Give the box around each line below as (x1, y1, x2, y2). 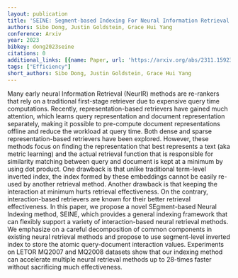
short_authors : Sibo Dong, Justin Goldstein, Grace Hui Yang (7, 69, 192, 77)
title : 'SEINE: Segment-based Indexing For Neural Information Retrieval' (7, 17, 233, 24)
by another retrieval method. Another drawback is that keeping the (23, 179, 218, 188)
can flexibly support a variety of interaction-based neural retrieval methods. (7, 217, 229, 226)
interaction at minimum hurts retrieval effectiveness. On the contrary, (7, 187, 209, 196)
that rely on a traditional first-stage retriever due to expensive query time (7, 96, 220, 105)
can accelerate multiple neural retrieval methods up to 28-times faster (7, 255, 212, 263)
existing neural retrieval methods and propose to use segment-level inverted (7, 232, 230, 241)
